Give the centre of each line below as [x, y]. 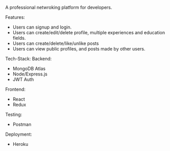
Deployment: [19, 134]
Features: [15, 17]
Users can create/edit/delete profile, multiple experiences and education [89, 32]
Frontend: [16, 89]
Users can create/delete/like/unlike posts [56, 43]
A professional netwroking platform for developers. [59, 7]
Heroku [20, 144]
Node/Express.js [30, 74]
